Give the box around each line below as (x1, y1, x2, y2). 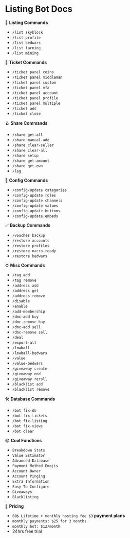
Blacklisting (12, 494, 39, 499)
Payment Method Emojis (12, 463, 58, 468)
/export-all (12, 340, 37, 345)
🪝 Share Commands (5, 120, 48, 126)
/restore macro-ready (12, 248, 56, 253)
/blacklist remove (12, 387, 50, 392)
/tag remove (12, 278, 37, 283)
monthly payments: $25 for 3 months (12, 518, 87, 524)
